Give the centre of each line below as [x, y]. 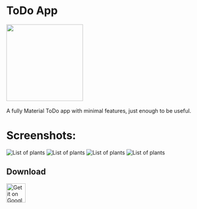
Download [26, 172]
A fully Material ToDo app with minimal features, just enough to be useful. [99, 110]
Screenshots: [41, 136]
